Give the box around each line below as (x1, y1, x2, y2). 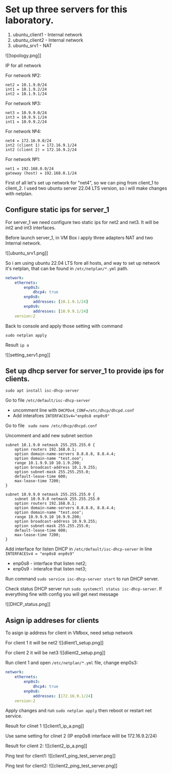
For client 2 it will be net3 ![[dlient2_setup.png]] (5, 650, 106, 656)
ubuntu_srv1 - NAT (12, 42, 52, 48)
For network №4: (5, 128, 42, 134)
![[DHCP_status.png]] (5, 601, 51, 607)
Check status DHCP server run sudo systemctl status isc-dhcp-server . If (5, 586, 162, 592)
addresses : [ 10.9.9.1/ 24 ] (32, 308, 88, 314)
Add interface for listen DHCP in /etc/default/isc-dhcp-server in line (5, 546, 152, 552)
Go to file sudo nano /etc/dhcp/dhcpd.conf (5, 422, 98, 429)
